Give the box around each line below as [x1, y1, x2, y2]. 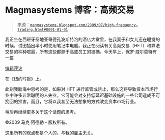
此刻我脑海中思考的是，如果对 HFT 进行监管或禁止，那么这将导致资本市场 [5, 86, 154, 92]
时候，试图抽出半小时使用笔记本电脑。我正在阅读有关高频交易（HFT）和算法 [5, 42, 160, 48]
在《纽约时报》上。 [5, 76, 44, 82]
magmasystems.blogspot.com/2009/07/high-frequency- [30, 23, 138, 28]
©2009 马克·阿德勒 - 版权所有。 [5, 119, 70, 125]
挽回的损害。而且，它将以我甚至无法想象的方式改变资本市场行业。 [5, 98, 138, 104]
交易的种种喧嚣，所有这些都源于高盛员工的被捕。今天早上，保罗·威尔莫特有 [5, 49, 157, 55]
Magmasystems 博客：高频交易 [5, 4, 135, 16]
